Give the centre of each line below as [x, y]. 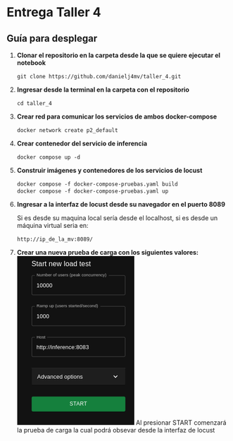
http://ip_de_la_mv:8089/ [55, 239]
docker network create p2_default [67, 131]
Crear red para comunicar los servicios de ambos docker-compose [117, 116]
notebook [31, 63]
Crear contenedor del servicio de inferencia [82, 143]
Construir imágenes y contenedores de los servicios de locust [109, 170]
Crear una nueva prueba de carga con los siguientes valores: [107, 252]
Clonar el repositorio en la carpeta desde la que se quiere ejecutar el [119, 55]
